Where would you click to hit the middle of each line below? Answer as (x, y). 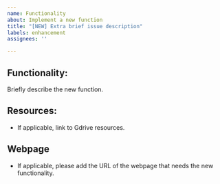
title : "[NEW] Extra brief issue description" (75, 26)
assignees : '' (27, 39)
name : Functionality (37, 13)
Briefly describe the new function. (55, 89)
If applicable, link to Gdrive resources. (71, 127)
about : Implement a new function (55, 20)
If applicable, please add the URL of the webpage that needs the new (115, 165)
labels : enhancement (37, 33)
